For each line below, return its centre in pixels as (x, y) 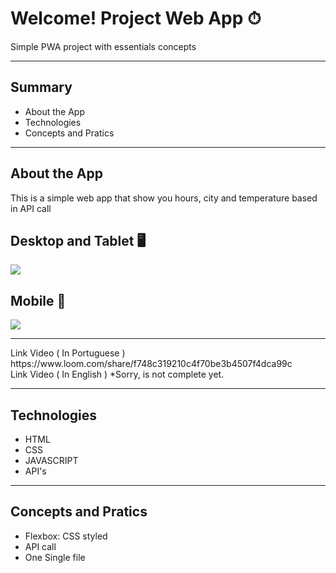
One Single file (55, 557)
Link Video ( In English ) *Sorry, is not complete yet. (117, 374)
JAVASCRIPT (51, 460)
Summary (41, 87)
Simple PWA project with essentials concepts (103, 46)
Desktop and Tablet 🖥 (78, 240)
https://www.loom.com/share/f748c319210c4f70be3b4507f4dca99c (151, 364)
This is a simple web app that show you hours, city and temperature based (164, 198)
